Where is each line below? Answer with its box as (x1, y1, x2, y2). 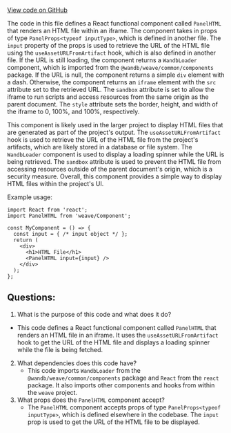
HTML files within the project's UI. (7, 180, 104, 187)
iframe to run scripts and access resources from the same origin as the (7, 93, 209, 101)
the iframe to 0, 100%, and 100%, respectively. (7, 107, 140, 116)
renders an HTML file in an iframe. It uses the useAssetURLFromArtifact (17, 331, 219, 339)
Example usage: (7, 193, 53, 201)
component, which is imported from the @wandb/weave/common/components (7, 64, 214, 71)
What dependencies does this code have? (17, 359, 137, 367)
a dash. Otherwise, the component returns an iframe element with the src (7, 78, 217, 86)
